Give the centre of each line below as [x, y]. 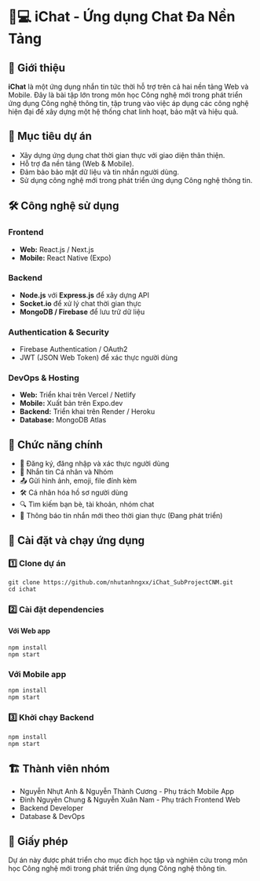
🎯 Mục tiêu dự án [50, 136]
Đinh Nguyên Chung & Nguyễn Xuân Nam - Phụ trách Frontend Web [130, 800]
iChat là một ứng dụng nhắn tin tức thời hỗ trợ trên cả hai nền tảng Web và [128, 86]
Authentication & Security [59, 332]
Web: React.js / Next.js [57, 249]
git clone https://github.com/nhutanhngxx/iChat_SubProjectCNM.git [121, 582]
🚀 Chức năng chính [56, 445]
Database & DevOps [52, 817]
